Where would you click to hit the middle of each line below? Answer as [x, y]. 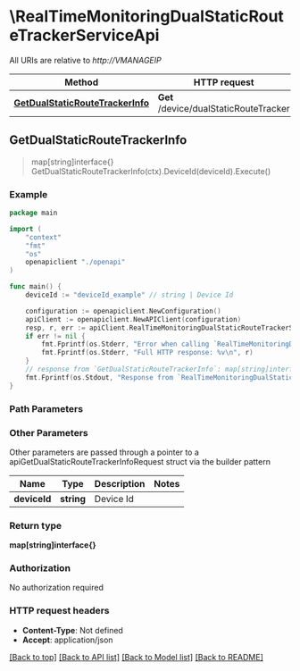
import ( [25, 229]
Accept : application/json [67, 640]
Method [82, 82]
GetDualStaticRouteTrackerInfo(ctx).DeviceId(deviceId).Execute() [151, 171]
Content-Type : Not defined [72, 630]
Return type [36, 525]
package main [33, 213]
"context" [44, 237]
